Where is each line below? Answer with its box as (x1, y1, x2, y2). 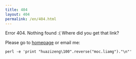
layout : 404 (5, 12, 30, 17)
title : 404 (5, 7, 28, 12)
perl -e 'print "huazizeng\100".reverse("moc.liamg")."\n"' (5, 49, 133, 55)
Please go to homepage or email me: (5, 40, 80, 46)
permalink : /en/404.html (5, 16, 57, 21)
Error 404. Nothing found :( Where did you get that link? (5, 30, 119, 36)
